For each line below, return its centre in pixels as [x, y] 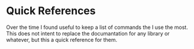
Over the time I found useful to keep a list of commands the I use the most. [97, 27]
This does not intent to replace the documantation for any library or [88, 33]
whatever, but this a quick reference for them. [62, 40]
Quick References [51, 11]
